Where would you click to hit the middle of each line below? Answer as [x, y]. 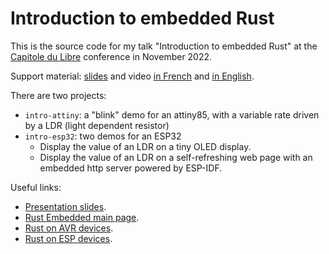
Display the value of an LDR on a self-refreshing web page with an [176, 157]
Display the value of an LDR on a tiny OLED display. [145, 146]
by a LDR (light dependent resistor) [97, 125]
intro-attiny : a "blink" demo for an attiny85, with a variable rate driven [172, 114]
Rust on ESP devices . [68, 238]
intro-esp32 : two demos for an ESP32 [103, 136]
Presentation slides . [65, 206]
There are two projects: [58, 95]
